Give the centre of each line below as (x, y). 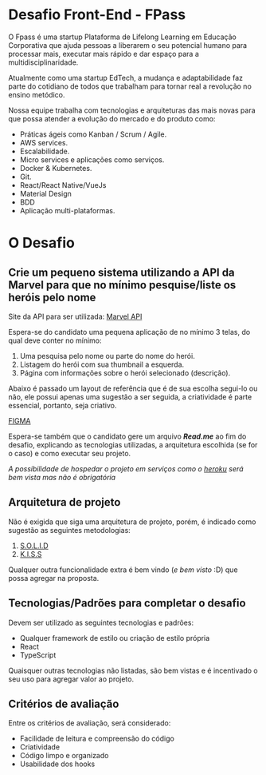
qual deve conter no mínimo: (55, 340)
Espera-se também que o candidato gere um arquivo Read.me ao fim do (127, 436)
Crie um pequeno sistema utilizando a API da (121, 272)
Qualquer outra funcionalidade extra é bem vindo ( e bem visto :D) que (123, 570)
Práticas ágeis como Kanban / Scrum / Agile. (93, 134)
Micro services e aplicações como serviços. (92, 159)
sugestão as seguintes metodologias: (70, 530)
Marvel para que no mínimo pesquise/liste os (122, 285)
